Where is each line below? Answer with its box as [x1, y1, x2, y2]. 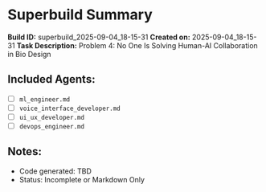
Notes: [7, 145, 42, 158]
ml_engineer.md [18, 95, 71, 104]
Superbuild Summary [7, 6, 153, 24]
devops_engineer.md [18, 122, 85, 130]
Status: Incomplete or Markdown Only [18, 174, 145, 184]
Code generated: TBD [18, 166, 92, 176]
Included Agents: [7, 72, 96, 86]
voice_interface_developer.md [18, 104, 121, 112]
